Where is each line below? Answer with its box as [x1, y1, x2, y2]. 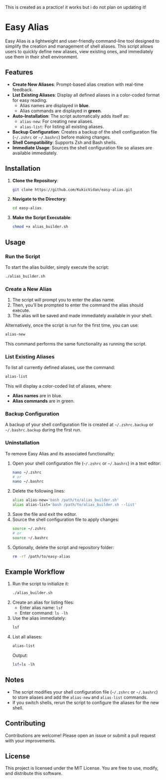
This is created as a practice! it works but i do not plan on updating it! [5, 4, 147, 10]
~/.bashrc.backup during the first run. [5, 427, 82, 433]
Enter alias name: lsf [19, 605, 63, 611]
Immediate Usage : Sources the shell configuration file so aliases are [12, 144, 153, 150]
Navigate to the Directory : [12, 196, 67, 202]
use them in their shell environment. [5, 54, 78, 60]
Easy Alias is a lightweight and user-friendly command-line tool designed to [5, 38, 160, 44]
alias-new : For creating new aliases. [19, 118, 94, 124]
